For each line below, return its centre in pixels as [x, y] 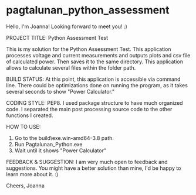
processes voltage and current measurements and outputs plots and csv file [98, 55]
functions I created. [30, 115]
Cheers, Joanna [26, 186]
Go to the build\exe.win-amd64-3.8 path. [64, 138]
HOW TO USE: [23, 126]
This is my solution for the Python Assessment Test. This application [89, 49]
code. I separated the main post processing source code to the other [89, 109]
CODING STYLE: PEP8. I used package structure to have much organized [94, 102]
